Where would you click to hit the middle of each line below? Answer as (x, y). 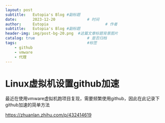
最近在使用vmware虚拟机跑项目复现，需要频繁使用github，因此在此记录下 (82, 99)
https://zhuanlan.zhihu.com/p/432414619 (48, 115)
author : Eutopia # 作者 (61, 24)
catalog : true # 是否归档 (56, 38)
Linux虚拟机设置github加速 (62, 84)
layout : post (19, 10)
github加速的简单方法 (27, 105)
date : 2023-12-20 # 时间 (52, 19)
